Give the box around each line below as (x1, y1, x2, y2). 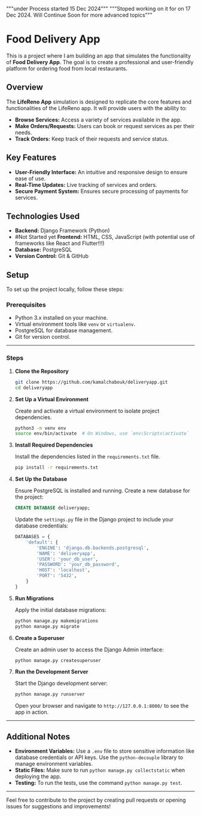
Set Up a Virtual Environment (14, 395, 89, 403)
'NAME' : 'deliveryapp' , (36, 550, 96, 556)
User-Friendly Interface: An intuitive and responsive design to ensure (14, 168, 188, 175)
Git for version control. (14, 333, 71, 341)
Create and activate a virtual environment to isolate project (14, 407, 160, 414)
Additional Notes (6, 732, 71, 742)
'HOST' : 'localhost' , (36, 567, 91, 574)
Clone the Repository (14, 368, 69, 375)
